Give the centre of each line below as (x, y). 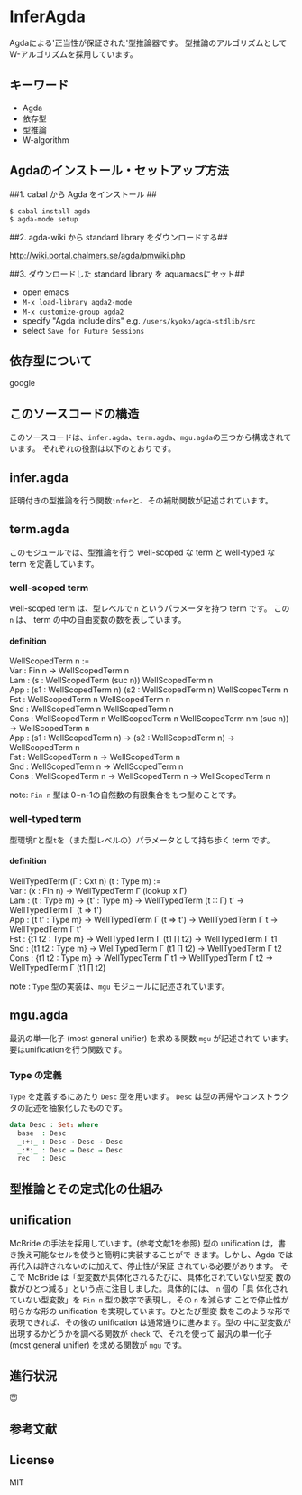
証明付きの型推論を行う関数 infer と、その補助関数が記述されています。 (141, 500)
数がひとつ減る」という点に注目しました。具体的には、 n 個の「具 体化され (149, 1288)
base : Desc (42, 1133)
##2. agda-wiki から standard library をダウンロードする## (119, 237)
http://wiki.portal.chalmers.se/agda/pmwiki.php (97, 255)
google (23, 383)
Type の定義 (36, 1075)
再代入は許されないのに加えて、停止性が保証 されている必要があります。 (144, 1265)
